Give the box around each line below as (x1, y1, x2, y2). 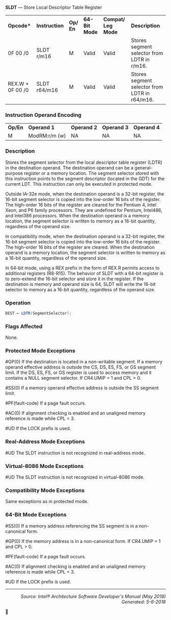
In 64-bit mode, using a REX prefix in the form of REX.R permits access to (5, 265, 160, 271)
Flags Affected (5, 323, 43, 330)
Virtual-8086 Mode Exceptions (5, 462, 84, 469)
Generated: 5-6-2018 (121, 599, 166, 605)
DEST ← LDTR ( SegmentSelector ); (5, 311, 72, 316)
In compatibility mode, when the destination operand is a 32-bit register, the (5, 233, 165, 239)
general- (134, 164, 153, 170)
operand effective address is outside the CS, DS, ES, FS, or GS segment (5, 364, 156, 370)
